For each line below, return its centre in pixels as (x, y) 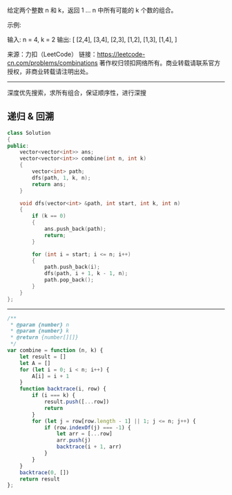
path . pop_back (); (69, 280)
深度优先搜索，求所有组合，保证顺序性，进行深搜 (77, 93)
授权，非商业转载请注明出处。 (49, 72)
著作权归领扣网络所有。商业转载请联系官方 (160, 63)
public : (18, 146)
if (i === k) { (54, 395)
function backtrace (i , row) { (63, 389)
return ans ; (49, 184)
